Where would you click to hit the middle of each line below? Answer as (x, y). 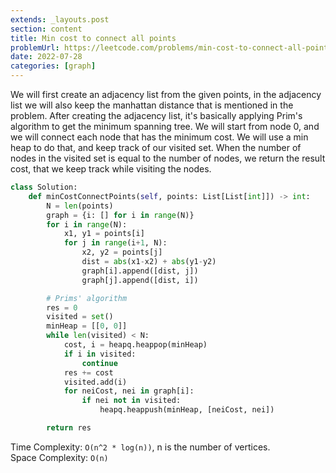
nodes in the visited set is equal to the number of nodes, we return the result (168, 158)
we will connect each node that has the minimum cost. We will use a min (159, 137)
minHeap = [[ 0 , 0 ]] (87, 326)
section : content (46, 29)
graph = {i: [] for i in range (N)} (120, 215)
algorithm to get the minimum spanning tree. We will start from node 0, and (165, 126)
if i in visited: (100, 354)
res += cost (88, 372)
